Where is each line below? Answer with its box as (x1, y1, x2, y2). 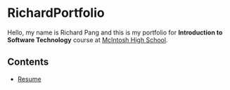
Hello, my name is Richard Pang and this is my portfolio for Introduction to (7, 28, 223, 37)
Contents (7, 56, 49, 68)
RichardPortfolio (7, 5, 105, 21)
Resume (17, 75, 41, 83)
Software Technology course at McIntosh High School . (7, 35, 168, 44)
